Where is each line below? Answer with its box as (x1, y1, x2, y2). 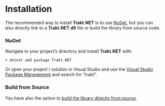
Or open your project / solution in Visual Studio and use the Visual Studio (5, 66, 153, 72)
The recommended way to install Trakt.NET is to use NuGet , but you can (5, 20, 153, 26)
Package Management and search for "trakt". (5, 72, 97, 78)
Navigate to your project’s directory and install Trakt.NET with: (5, 48, 132, 54)
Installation (5, 3, 52, 15)
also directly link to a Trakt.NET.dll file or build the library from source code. (5, 25, 161, 30)
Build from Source (5, 84, 49, 91)
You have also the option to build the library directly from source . (5, 95, 137, 101)
